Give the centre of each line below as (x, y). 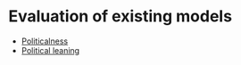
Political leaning (50, 50)
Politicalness (45, 41)
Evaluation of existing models (120, 16)
